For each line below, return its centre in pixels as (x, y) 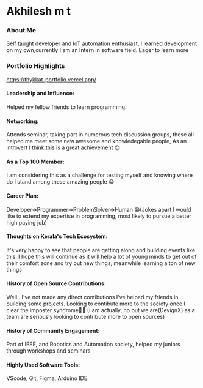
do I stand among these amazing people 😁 (60, 182)
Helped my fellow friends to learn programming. (66, 107)
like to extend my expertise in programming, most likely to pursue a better (99, 216)
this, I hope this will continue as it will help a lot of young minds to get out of (101, 256)
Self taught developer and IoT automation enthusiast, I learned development (101, 43)
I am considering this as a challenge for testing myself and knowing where (100, 175)
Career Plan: (22, 196)
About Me (21, 31)
